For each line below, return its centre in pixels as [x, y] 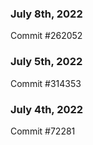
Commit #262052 [46, 36]
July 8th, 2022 [46, 14]
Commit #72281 [43, 131]
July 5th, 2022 [46, 62]
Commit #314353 [46, 83]
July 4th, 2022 [47, 109]
